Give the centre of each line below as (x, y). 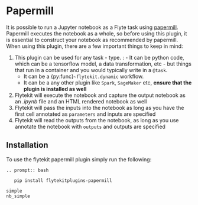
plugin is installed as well (55, 89)
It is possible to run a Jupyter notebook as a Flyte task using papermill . (92, 27)
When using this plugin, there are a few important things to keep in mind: (95, 46)
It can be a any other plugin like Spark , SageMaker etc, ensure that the (108, 82)
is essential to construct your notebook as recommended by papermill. (92, 40)
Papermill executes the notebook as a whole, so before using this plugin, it (97, 33)
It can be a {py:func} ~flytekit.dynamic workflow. (84, 76)
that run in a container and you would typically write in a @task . (91, 70)
